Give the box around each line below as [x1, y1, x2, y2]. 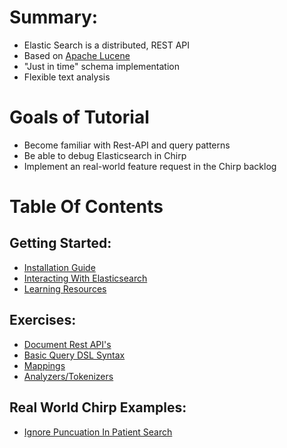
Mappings [23, 359, 66, 371]
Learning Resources [23, 282, 107, 295]
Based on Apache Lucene [23, 49, 131, 61]
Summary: [9, 6, 99, 29]
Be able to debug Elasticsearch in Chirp [23, 149, 187, 161]
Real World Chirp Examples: [9, 399, 187, 416]
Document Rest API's [23, 338, 112, 350]
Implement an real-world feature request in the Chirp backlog [23, 160, 277, 172]
